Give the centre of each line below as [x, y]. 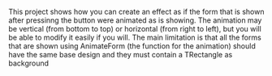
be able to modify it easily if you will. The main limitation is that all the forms [135, 37]
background [29, 63]
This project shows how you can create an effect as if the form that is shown [136, 12]
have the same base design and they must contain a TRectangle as [121, 55]
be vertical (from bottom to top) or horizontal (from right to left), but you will [135, 29]
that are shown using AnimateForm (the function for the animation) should [132, 46]
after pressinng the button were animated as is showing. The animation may [135, 20]
